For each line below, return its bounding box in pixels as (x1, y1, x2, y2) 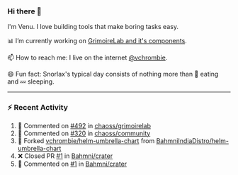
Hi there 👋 (7, 6, 42, 16)
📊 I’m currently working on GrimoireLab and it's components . (7, 37, 188, 45)
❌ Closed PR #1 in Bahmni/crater (17, 152, 113, 160)
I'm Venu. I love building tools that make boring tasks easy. (7, 23, 179, 31)
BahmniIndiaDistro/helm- (156, 136, 229, 145)
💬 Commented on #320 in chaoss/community (17, 129, 151, 137)
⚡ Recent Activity (7, 103, 69, 113)
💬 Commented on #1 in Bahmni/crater (17, 159, 127, 168)
